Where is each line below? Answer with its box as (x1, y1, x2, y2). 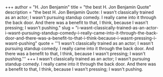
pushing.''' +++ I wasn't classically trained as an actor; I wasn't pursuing (5, 56, 150, 61)
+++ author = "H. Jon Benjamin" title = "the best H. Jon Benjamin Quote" (5, 4, 151, 10)
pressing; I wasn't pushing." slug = (5, 25, 74, 31)
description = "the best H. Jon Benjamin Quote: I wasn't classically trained (5, 9, 154, 15)
